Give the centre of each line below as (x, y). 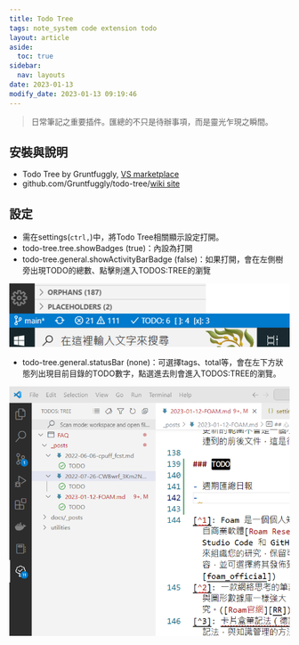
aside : (21, 47)
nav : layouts (41, 76)
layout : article (39, 37)
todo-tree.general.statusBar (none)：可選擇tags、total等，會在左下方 (149, 362)
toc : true (35, 57)
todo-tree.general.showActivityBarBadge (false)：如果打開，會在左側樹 (153, 259)
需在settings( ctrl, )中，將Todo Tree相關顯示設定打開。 (123, 237)
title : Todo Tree (41, 19)
